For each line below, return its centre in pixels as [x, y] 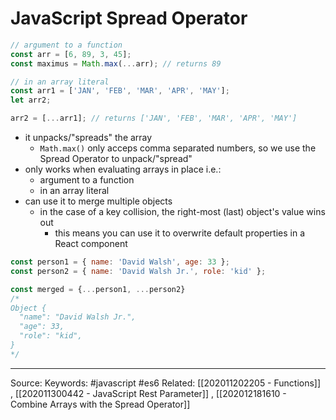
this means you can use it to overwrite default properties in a [180, 233]
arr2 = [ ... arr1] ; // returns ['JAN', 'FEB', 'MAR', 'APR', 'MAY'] [154, 118]
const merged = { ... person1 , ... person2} [98, 289]
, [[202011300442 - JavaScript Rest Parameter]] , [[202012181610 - [148, 393]
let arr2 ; [31, 100]
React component [91, 244]
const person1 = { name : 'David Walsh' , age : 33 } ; [120, 262]
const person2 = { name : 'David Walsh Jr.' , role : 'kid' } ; [138, 271]
